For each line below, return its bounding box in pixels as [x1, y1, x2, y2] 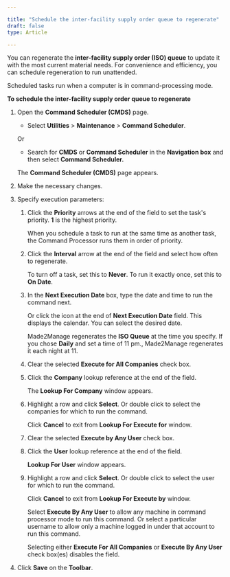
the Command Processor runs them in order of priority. [27, 236, 183, 245]
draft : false [7, 22, 45, 30]
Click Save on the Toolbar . [16, 564, 93, 572]
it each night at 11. [27, 347, 78, 355]
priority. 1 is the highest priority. [27, 216, 117, 224]
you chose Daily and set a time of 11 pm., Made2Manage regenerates [27, 339, 224, 348]
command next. [27, 298, 72, 306]
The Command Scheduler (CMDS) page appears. [16, 169, 159, 177]
